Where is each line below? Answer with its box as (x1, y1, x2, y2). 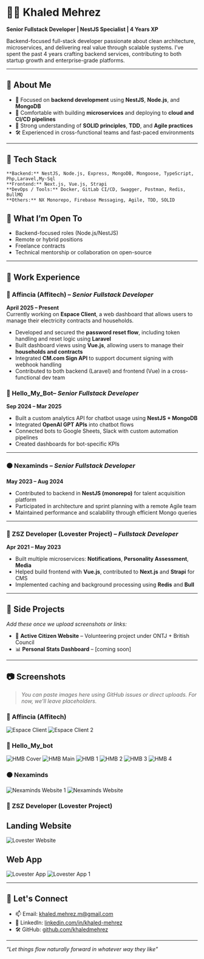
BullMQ (6, 191, 23, 198)
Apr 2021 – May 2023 (6, 543, 61, 551)
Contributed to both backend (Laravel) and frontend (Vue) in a (15, 367, 171, 375)
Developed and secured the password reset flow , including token (15, 329, 180, 336)
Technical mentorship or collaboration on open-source (15, 249, 152, 256)
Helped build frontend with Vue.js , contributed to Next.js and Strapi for (15, 568, 195, 575)
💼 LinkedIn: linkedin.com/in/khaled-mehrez (15, 919, 123, 926)
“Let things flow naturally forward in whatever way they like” (6, 945, 158, 952)
